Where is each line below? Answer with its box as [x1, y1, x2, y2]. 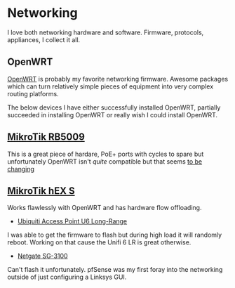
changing [7, 164, 35, 173]
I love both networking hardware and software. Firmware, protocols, [7, 28, 204, 37]
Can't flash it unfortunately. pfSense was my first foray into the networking [7, 266, 223, 274]
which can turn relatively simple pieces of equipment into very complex [7, 82, 214, 91]
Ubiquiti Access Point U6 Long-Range [17, 217, 128, 225]
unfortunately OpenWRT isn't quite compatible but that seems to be [7, 157, 203, 166]
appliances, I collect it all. [7, 35, 81, 44]
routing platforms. [7, 89, 59, 98]
